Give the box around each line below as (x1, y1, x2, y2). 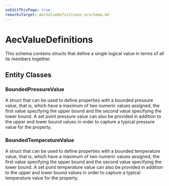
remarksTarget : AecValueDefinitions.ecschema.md (5, 12, 109, 17)
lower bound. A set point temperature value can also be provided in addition (5, 164, 163, 170)
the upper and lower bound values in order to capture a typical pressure (5, 119, 155, 125)
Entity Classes (5, 70, 52, 79)
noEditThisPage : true (5, 7, 51, 13)
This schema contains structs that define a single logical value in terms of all (5, 51, 164, 57)
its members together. (5, 56, 51, 62)
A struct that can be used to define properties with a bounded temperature (5, 148, 160, 154)
